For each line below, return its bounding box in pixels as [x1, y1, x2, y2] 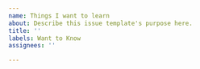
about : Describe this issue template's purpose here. [8, 19, 194, 27]
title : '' [8, 26, 42, 34]
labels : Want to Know [8, 34, 81, 43]
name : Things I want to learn [8, 11, 110, 20]
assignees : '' [8, 42, 56, 50]
